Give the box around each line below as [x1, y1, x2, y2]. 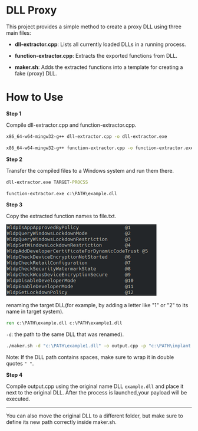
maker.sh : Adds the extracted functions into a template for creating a [14, 63, 183, 71]
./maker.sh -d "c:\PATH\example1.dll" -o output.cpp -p [6, 343, 146, 349]
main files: [6, 29, 31, 36]
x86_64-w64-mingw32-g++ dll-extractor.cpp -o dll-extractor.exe [6, 133, 167, 139]
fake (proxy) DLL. [14, 70, 57, 77]
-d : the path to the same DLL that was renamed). [6, 331, 124, 338]
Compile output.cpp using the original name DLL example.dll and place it [6, 383, 184, 390]
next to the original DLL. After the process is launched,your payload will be [6, 389, 187, 396]
